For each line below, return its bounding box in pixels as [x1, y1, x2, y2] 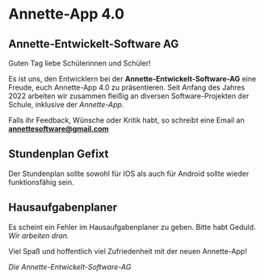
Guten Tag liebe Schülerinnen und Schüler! [8, 58, 151, 68]
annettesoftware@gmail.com [8, 124, 109, 133]
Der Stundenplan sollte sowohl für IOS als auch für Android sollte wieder [8, 169, 249, 178]
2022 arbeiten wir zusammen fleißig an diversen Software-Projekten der [8, 91, 249, 101]
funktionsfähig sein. [8, 177, 74, 186]
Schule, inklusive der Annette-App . [8, 100, 124, 109]
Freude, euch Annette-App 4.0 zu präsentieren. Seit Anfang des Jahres [8, 82, 245, 92]
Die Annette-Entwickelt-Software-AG [8, 261, 132, 271]
